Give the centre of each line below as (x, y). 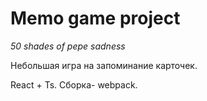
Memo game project (95, 18)
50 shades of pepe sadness (68, 46)
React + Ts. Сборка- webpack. (74, 84)
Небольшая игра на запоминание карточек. (104, 65)
